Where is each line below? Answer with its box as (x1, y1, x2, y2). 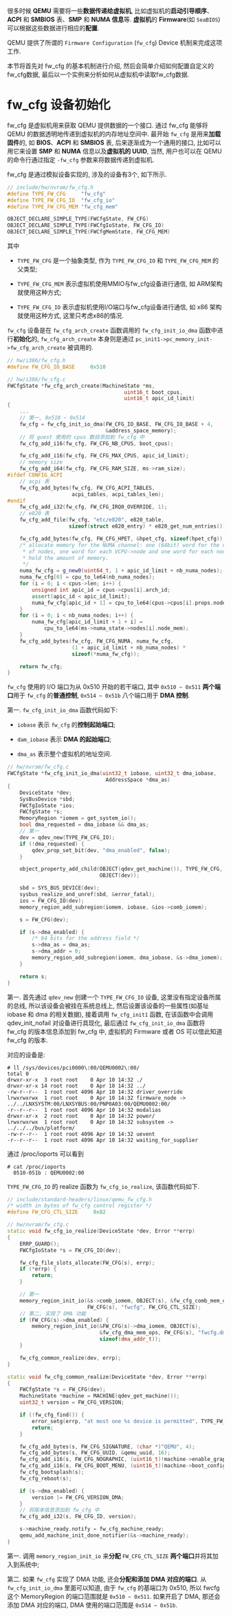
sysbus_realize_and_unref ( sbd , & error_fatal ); (19, 891, 155, 898)
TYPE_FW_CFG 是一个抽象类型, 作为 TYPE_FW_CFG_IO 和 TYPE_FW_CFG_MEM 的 (16, 256, 219, 265)
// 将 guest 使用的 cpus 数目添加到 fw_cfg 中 (19, 433, 145, 440)
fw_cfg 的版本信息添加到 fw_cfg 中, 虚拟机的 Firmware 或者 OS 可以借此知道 (7, 1027, 223, 1035)
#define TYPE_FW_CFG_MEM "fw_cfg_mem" (7, 203, 118, 210)
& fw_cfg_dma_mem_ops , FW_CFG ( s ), (99, 1329, 195, 1336)
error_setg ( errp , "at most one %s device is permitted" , (32, 1418, 198, 1425)
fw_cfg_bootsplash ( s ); (19, 1469, 85, 1476)
